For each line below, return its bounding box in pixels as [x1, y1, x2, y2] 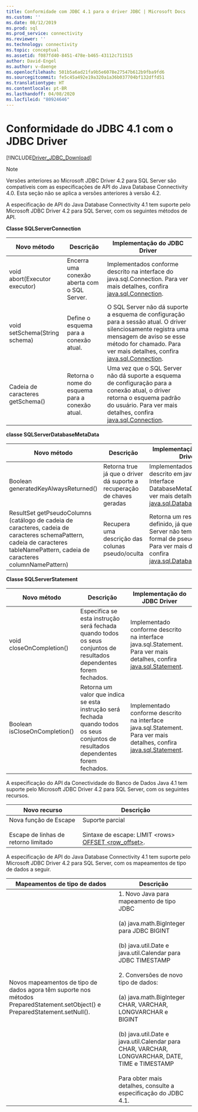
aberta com [67, 278, 99, 286]
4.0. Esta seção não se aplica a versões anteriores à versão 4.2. [6, 190, 161, 197]
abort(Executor [9, 275, 51, 283]
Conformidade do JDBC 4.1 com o [6, 122, 174, 135]
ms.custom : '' [6, 14, 41, 20]
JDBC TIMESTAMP [118, 956, 171, 964]
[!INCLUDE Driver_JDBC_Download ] [6, 154, 93, 161]
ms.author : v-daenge [6, 63, 57, 70]
